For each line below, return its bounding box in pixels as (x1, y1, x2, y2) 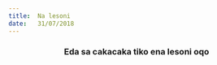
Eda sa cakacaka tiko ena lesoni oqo (63, 46, 210, 58)
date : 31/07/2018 (8, 19, 75, 28)
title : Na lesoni (8, 11, 71, 20)
